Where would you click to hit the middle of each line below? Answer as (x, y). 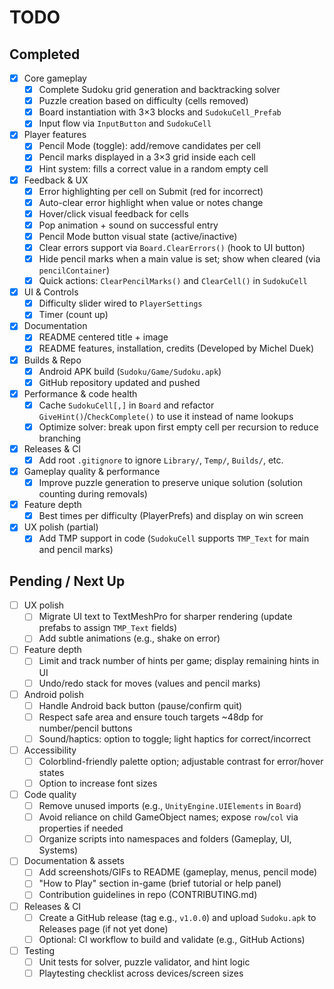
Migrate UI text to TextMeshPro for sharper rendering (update (165, 617)
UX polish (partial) (61, 527)
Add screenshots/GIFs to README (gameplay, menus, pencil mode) (178, 872)
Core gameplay (55, 78)
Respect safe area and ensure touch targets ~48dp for (151, 717)
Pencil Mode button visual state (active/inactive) (138, 236)
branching (60, 438)
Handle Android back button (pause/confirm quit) (140, 705)
